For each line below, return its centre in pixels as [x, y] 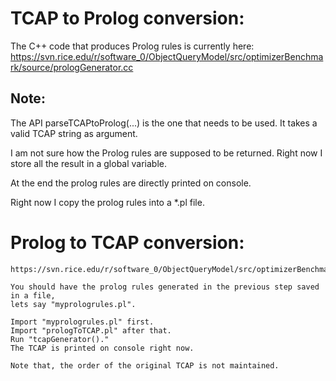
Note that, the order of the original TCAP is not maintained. [145, 365]
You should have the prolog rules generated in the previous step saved [165, 287]
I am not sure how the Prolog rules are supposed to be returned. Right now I [166, 153]
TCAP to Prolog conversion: [127, 18]
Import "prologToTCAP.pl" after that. [91, 330]
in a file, [33, 295]
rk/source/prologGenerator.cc [72, 67]
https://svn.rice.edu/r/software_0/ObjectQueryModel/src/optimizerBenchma [167, 56]
